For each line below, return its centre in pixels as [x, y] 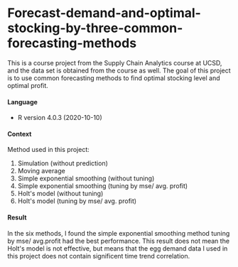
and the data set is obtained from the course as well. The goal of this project [119, 70]
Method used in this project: [49, 150]
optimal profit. [28, 85]
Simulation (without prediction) [63, 163]
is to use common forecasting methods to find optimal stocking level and [114, 78]
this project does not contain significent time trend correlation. [99, 256]
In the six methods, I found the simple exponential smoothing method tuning [119, 233]
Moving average [41, 171]
